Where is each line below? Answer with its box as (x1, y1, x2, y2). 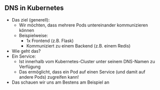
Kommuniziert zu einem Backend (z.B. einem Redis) (26, 43, 131, 48)
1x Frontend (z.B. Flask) (26, 38, 74, 44)
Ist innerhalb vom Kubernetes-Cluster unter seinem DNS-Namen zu (19, 58, 155, 64)
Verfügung (19, 64, 41, 69)
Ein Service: (11, 53, 36, 59)
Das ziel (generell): (11, 17, 50, 22)
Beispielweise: (19, 32, 48, 38)
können (19, 27, 35, 33)
